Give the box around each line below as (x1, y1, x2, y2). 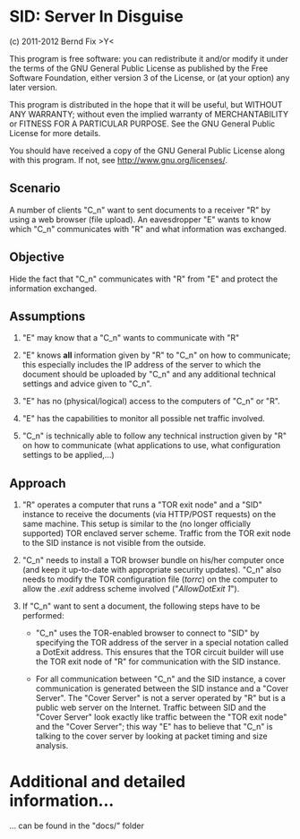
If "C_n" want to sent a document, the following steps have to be (21, 601, 261, 611)
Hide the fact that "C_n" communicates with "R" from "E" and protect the (9, 273, 279, 284)
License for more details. (9, 127, 101, 138)
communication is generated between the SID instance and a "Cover (35, 683, 289, 694)
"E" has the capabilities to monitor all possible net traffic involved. (21, 413, 266, 424)
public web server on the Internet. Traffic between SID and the (35, 702, 267, 714)
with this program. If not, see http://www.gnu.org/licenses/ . (9, 154, 228, 165)
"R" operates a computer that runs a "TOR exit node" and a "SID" (21, 499, 262, 510)
